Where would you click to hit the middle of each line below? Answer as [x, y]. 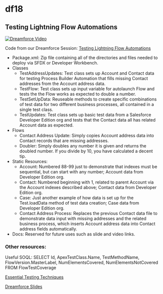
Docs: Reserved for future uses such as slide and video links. [73, 234]
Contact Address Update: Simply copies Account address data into [87, 136]
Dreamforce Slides [24, 287]
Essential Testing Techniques [34, 277]
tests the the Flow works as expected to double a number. [78, 94]
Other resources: [26, 247]
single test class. [36, 109]
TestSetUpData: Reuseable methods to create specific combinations [88, 99]
